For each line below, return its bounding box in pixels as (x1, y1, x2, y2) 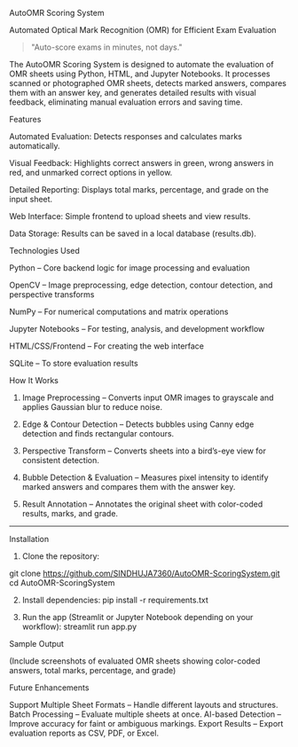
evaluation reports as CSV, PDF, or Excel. (9, 727, 160, 738)
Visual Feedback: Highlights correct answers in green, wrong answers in (9, 158, 274, 168)
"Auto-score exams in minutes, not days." (30, 42, 184, 52)
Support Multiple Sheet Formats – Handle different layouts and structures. (9, 700, 278, 710)
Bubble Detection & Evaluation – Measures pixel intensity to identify (21, 472, 269, 483)
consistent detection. (21, 455, 100, 465)
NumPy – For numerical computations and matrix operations (9, 306, 229, 317)
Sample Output (9, 639, 65, 649)
